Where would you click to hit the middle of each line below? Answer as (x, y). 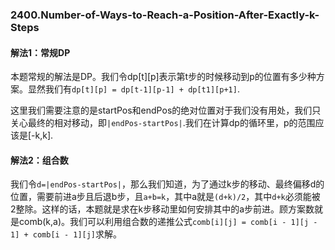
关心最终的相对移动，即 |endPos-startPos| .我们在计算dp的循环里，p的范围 (163, 123)
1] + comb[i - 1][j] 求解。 (66, 234)
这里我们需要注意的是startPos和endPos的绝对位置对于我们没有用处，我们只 (166, 110)
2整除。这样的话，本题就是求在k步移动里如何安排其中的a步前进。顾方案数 (162, 209)
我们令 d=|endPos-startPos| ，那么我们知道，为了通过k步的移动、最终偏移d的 (167, 184)
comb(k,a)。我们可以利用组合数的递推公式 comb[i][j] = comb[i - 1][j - (168, 222)
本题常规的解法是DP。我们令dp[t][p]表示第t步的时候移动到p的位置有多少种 (163, 77)
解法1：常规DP (40, 52)
